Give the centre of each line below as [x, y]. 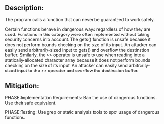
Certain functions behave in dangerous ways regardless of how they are [78, 29]
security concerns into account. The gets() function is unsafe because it [78, 39]
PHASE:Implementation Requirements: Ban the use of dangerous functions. [81, 97]
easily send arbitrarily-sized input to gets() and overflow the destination [77, 50]
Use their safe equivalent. [31, 103]
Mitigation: [22, 86]
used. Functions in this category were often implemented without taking [78, 34]
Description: [24, 8]
